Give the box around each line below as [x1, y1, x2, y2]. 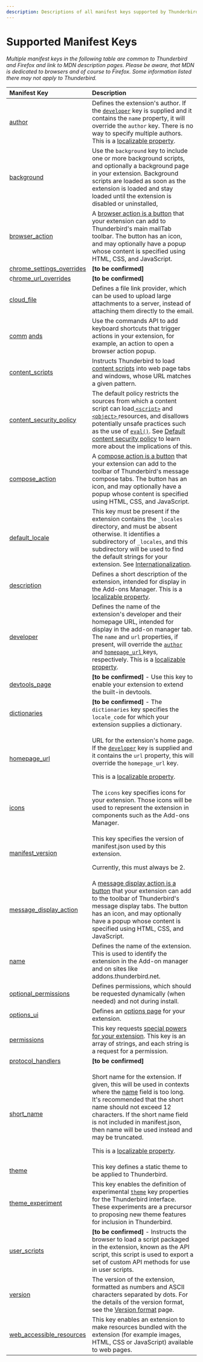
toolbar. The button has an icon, [91, 232, 182, 240]
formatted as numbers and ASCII [91, 1283, 185, 1291]
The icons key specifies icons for [91, 788, 186, 797]
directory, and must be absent [91, 522, 177, 530]
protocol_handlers [9, 1057, 61, 1065]
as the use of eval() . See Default [91, 427, 185, 435]
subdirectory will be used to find [91, 545, 184, 553]
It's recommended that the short [91, 1095, 184, 1104]
